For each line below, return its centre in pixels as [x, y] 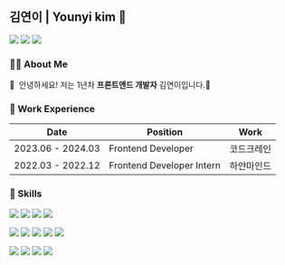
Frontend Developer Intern [165, 166]
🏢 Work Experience [52, 109]
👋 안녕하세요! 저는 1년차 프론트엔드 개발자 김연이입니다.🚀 [110, 85]
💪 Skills [26, 194]
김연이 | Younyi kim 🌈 [68, 17]
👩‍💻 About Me [38, 64]
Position [165, 132]
